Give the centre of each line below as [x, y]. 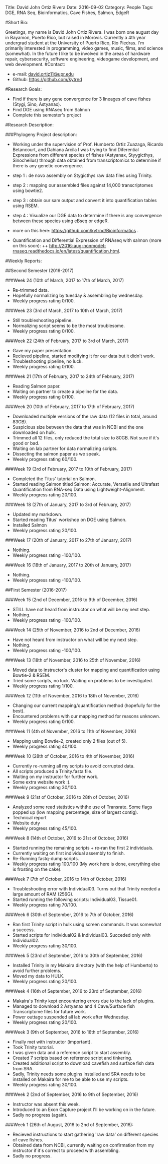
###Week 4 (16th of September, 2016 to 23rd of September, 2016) [73, 991]
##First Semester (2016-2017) [36, 590]
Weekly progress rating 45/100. [45, 828]
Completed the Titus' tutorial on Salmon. [54, 479]
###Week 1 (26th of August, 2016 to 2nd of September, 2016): [69, 1125]
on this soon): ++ [30, 246]
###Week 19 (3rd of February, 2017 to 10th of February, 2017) [69, 469]
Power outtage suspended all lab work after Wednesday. [71, 1017]
